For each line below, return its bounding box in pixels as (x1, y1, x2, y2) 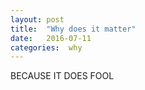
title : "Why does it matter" (10, 24, 137, 34)
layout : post (10, 14, 65, 25)
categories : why (10, 42, 83, 53)
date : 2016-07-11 (10, 33, 92, 43)
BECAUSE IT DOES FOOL (10, 70, 115, 82)
